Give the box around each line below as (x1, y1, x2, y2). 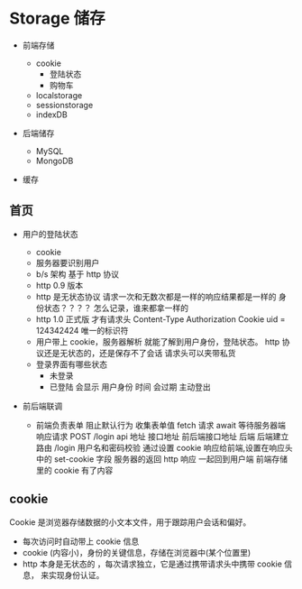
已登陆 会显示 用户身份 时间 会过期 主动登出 (49, 381, 212, 392)
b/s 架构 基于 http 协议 (35, 268, 120, 280)
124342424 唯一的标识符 (35, 325, 129, 336)
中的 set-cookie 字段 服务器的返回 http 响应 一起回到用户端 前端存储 (35, 453, 288, 465)
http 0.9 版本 (35, 280, 84, 290)
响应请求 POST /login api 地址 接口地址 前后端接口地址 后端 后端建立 (35, 430, 289, 442)
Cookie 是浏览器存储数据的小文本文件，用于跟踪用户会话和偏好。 (9, 516, 252, 528)
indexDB (35, 109, 68, 120)
